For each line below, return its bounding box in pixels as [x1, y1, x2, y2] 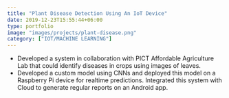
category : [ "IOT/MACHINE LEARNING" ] [7, 36, 112, 42]
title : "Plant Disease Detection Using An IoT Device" [7, 10, 168, 17]
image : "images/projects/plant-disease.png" [7, 29, 137, 36]
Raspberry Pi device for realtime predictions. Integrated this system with [17, 76, 222, 84]
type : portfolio [7, 23, 54, 29]
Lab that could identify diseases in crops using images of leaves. [17, 62, 201, 70]
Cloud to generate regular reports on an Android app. [17, 84, 168, 92]
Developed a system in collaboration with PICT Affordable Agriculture [17, 54, 215, 62]
